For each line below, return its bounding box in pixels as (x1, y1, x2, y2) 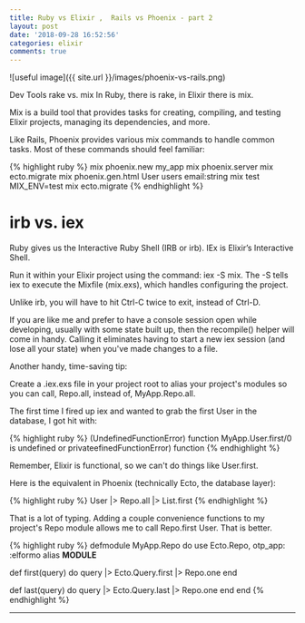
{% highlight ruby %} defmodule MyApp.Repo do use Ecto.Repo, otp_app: (9, 540, 286, 551)
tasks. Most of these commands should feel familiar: (9, 144, 205, 155)
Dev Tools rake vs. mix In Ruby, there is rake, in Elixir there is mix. (9, 90, 254, 101)
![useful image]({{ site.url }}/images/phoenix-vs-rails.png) (9, 72, 226, 83)
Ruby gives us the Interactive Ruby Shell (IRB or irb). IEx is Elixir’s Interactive (9, 242, 294, 254)
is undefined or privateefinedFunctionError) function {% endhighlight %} (9, 443, 280, 453)
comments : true (9, 47, 67, 56)
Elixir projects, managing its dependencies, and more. (9, 117, 211, 128)
